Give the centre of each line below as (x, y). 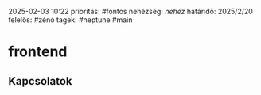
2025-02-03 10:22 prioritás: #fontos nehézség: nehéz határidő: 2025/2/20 (130, 11)
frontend (38, 52)
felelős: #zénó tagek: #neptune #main (70, 20)
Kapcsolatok (40, 81)
